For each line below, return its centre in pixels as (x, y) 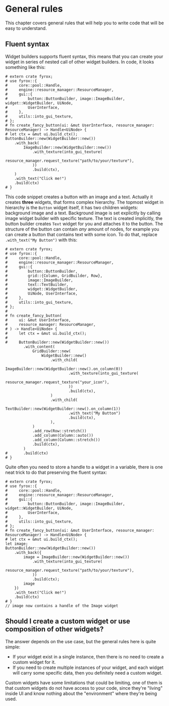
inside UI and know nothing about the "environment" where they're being (81, 693)
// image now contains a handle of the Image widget (62, 606)
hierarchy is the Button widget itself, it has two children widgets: (72, 207)
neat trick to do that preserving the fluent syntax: (56, 472)
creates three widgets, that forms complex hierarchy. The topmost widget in (84, 202)
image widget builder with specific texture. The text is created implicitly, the (84, 218)
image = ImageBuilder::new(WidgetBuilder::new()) (76, 557)
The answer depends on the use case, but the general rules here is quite (81, 641)
